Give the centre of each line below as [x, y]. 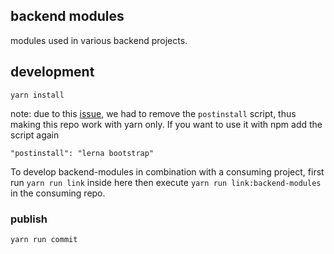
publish [29, 219]
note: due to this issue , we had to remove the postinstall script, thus [153, 113]
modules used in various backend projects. [99, 40]
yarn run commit [44, 239]
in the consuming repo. [58, 193]
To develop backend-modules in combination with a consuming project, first [167, 171]
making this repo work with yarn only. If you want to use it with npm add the [166, 124]
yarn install [37, 95]
